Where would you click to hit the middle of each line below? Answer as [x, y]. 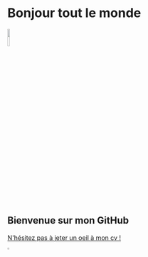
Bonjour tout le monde [74, 13]
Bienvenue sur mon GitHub [68, 220]
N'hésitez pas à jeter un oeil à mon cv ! [64, 237]
